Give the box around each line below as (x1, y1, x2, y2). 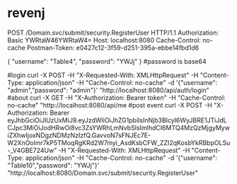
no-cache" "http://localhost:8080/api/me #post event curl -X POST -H (7, 100, 212, 109)
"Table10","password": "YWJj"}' (7, 161, 100, 169)
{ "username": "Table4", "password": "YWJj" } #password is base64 (7, 57, 207, 65)
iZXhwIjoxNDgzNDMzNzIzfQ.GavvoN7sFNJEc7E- (7, 131, 151, 139)
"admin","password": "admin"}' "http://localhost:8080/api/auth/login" (7, 86, 210, 94)
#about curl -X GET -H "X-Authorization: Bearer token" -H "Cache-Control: (7, 93, 226, 102)
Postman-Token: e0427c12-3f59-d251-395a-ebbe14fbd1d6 (27, 43, 200, 52)
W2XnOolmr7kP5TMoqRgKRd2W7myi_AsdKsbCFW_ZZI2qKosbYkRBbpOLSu (7, 138, 231, 146)
